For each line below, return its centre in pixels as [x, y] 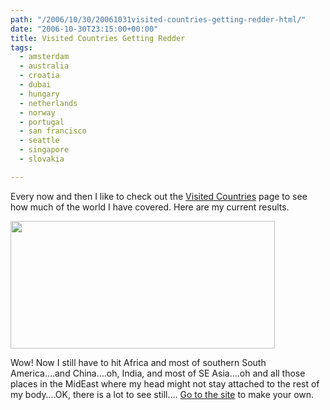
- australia [44, 66]
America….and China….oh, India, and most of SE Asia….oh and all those [158, 373]
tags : [21, 47]
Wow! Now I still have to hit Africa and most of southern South [138, 362]
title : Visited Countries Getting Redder [98, 38]
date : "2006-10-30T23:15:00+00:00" [84, 29]
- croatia [39, 76]
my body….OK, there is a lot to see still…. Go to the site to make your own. [162, 394]
